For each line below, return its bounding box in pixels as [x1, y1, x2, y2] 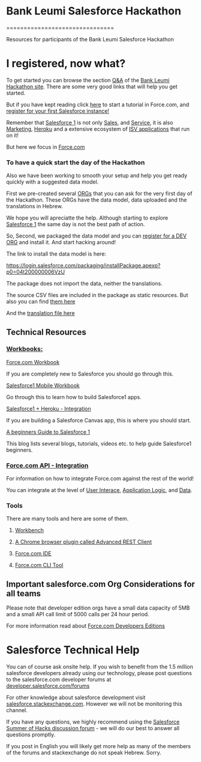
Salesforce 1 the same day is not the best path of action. [6, 221, 145, 228]
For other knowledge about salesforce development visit [6, 694, 146, 701]
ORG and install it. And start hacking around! [6, 239, 116, 246]
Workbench [14, 527, 44, 534]
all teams [6, 588, 41, 598]
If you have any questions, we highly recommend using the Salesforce [6, 718, 180, 725]
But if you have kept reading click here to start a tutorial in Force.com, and [6, 101, 190, 108]
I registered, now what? [6, 57, 126, 70]
